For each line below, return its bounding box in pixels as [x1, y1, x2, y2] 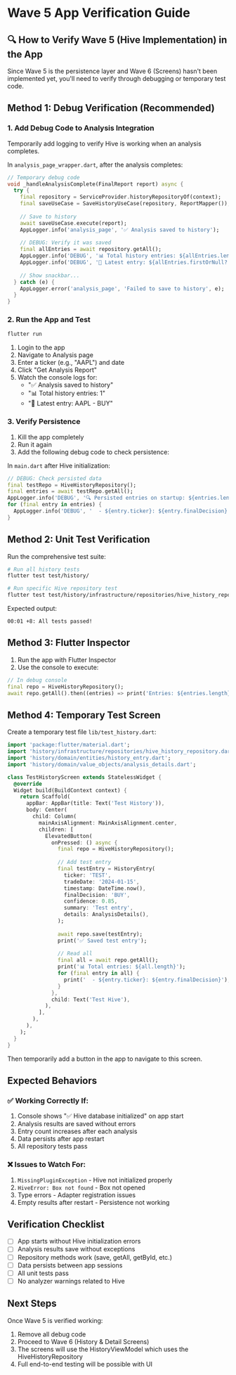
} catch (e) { [13, 278, 55, 285]
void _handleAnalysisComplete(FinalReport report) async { [7, 181, 184, 188]
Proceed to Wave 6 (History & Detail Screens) [17, 1337, 150, 1345]
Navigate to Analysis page [17, 351, 93, 359]
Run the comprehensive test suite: [7, 552, 107, 560]
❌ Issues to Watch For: [7, 1160, 86, 1170]
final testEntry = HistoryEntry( [57, 865, 156, 872]
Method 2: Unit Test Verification [7, 534, 150, 546]
